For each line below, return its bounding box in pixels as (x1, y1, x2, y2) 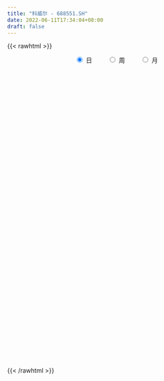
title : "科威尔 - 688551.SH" (7, 10, 89, 17)
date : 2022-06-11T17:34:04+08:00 (7, 17, 104, 24)
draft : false (7, 23, 45, 30)
